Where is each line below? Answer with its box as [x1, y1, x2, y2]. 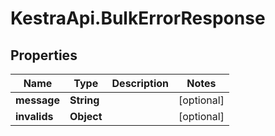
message [15, 93, 60, 107]
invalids [15, 110, 54, 123]
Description [111, 77, 169, 90]
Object [69, 110, 103, 123]
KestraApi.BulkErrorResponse [10, 7, 266, 30]
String [69, 93, 100, 107]
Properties [10, 47, 78, 64]
